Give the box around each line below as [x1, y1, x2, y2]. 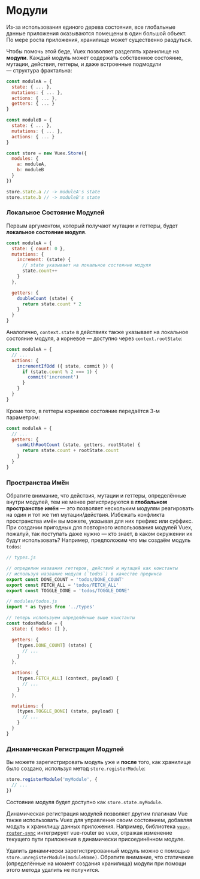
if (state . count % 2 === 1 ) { [22, 369, 98, 375]
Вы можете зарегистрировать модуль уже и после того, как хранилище [6, 759, 192, 766]
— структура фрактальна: [6, 66, 72, 74]
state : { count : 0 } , [11, 245, 66, 251]
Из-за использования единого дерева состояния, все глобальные [6, 23, 175, 31]
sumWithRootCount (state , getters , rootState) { [17, 442, 141, 448]
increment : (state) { [17, 257, 71, 263]
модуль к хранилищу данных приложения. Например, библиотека [6, 823, 176, 830]
